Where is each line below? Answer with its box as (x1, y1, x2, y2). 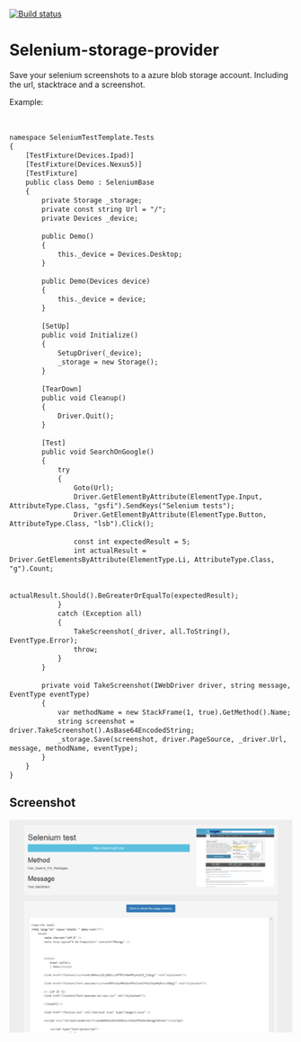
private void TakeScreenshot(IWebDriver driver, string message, (41, 681, 292, 690)
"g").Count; (9, 564, 54, 573)
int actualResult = (73, 546, 146, 555)
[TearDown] (41, 384, 83, 393)
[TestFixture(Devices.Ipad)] (25, 151, 135, 160)
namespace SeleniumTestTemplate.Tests (9, 133, 155, 142)
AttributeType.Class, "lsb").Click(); (9, 519, 155, 528)
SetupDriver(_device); (57, 349, 143, 358)
